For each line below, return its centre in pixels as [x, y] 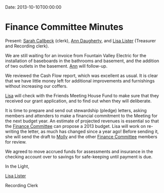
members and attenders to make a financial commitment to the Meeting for [82, 116]
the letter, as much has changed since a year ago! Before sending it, [90, 131]
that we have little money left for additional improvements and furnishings [80, 80]
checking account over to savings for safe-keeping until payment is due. [79, 156]
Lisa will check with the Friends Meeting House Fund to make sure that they [82, 95]
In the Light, [17, 166]
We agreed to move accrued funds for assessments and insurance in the [79, 151]
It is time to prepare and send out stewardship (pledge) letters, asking [76, 110]
